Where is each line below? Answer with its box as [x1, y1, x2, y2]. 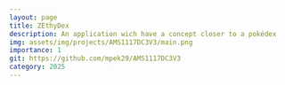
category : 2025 [9, 63, 66, 72]
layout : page [9, 12, 58, 22]
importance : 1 [9, 46, 62, 55]
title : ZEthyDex [9, 21, 69, 30]
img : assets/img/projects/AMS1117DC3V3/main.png [9, 37, 193, 47]
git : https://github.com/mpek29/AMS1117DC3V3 [9, 54, 181, 63]
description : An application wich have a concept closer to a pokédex [9, 29, 277, 38]
